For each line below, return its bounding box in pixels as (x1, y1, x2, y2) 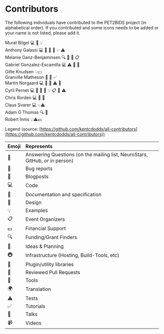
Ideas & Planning (25, 243, 64, 250)
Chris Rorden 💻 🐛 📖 (5, 94, 45, 101)
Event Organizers (25, 216, 65, 223)
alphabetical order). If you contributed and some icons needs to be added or (5, 24, 159, 30)
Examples (25, 207, 48, 213)
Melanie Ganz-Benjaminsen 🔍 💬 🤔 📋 (5, 54, 80, 60)
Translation (25, 286, 51, 292)
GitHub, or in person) (25, 157, 74, 164)
